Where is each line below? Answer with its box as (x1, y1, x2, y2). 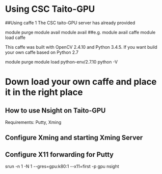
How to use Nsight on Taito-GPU (5, 106, 106, 114)
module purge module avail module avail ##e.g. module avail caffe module (5, 29, 156, 35)
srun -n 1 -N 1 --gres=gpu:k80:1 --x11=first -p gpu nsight (5, 164, 119, 170)
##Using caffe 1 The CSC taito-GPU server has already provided (5, 20, 135, 26)
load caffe (5, 35, 26, 40)
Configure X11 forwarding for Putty (5, 150, 114, 159)
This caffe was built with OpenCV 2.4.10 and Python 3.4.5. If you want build (5, 44, 158, 50)
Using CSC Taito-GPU (5, 3, 95, 15)
